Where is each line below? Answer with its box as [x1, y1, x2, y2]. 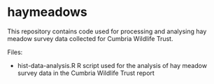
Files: [7, 48, 23, 56]
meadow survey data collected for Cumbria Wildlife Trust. [7, 34, 173, 42]
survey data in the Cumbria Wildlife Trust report [17, 69, 155, 77]
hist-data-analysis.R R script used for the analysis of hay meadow [17, 61, 208, 69]
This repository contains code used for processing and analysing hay [7, 27, 207, 35]
